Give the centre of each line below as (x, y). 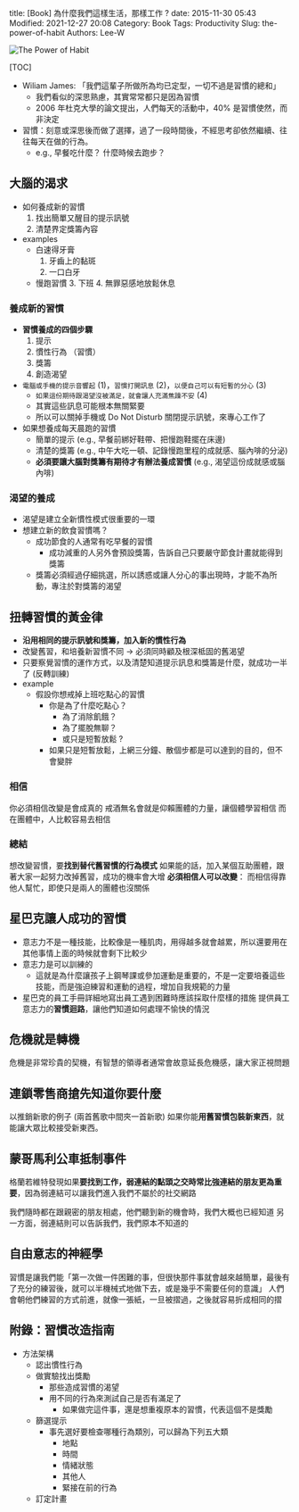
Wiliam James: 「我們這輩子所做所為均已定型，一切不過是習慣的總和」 (151, 86)
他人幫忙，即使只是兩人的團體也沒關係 (79, 887)
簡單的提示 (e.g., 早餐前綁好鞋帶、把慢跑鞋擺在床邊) (130, 439)
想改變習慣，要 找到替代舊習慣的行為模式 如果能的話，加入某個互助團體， (143, 865)
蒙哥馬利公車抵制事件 (68, 1159)
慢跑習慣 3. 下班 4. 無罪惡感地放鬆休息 (105, 283)
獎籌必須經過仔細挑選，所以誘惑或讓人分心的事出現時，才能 (145, 575)
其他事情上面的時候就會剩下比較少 (85, 952)
